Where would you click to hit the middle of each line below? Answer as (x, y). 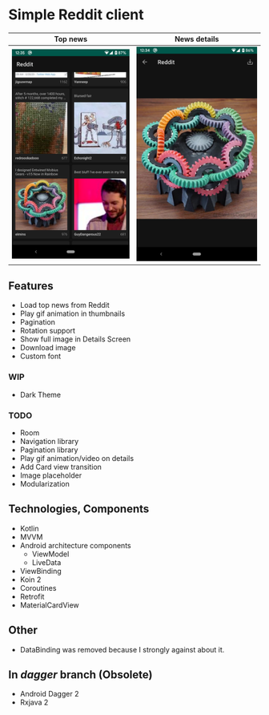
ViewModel (50, 554)
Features (31, 286)
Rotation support (48, 331)
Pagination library (49, 450)
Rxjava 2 (34, 702)
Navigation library (49, 441)
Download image (48, 348)
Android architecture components (75, 545)
